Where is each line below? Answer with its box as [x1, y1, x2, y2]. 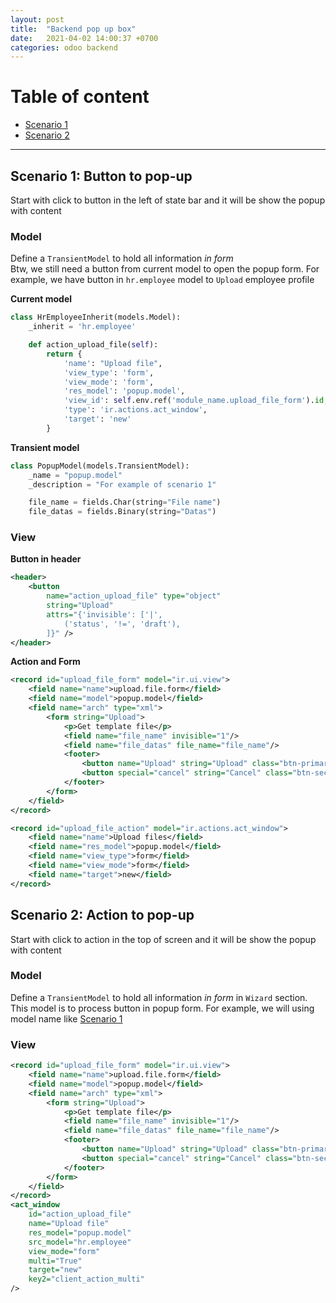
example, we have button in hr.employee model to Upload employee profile [10, 274, 315, 286]
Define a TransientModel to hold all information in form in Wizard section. [10, 991, 308, 1003]
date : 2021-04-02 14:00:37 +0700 [10, 33, 159, 43]
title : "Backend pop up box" [10, 24, 137, 34]
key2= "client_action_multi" [28, 1274, 145, 1285]
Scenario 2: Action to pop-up [10, 907, 195, 924]
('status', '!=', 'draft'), [63, 619, 182, 629]
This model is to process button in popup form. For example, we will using [10, 1002, 315, 1014]
